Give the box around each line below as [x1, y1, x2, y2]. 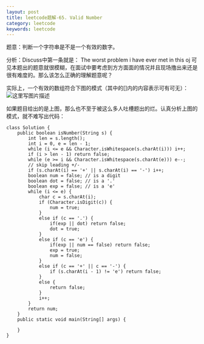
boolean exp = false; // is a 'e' [28, 183, 115, 189]
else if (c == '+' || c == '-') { [38, 263, 126, 270]
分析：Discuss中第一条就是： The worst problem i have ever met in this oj [6, 56, 191, 64]
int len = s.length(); [28, 135, 86, 142]
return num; [28, 306, 59, 312]
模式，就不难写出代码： [6, 113, 65, 120]
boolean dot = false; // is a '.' [28, 178, 115, 184]
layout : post [6, 9, 39, 15]
